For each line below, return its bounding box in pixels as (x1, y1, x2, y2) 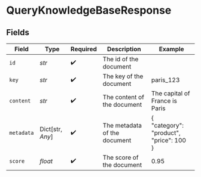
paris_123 (151, 76, 180, 84)
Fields (6, 27, 30, 38)
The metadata (102, 122, 142, 129)
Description (106, 45, 142, 53)
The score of (102, 153, 139, 162)
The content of (102, 93, 145, 101)
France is (151, 97, 178, 105)
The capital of (151, 89, 190, 97)
